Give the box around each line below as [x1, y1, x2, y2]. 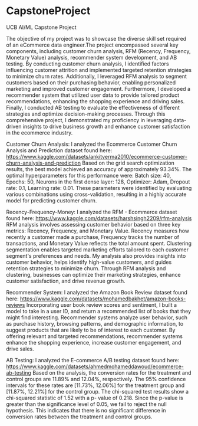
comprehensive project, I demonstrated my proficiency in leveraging [6, 116, 172, 123]
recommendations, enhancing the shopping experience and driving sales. [6, 97, 185, 104]
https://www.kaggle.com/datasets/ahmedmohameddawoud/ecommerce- [6, 363, 184, 370]
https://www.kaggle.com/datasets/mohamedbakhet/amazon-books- [19, 295, 186, 302]
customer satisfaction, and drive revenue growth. [6, 277, 126, 284]
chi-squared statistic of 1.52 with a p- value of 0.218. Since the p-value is [6, 394, 184, 401]
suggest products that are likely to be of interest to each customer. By [6, 326, 176, 333]
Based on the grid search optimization [82, 159, 175, 166]
